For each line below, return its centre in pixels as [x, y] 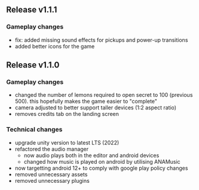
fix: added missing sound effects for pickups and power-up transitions [101, 40]
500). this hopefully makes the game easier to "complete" [86, 102]
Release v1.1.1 [32, 10]
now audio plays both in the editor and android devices [91, 155]
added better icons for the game [55, 46]
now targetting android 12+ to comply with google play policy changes [101, 168]
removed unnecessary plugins [52, 180]
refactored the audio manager [52, 149]
